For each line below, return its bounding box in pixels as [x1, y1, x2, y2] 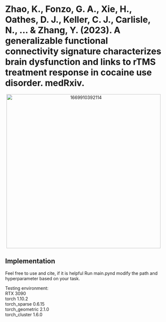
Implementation [5, 257, 56, 265]
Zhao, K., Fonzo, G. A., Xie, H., [5, 3, 132, 15]
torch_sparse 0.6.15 [5, 301, 45, 307]
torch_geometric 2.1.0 [5, 306, 49, 312]
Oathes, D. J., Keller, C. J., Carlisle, [5, 14, 151, 25]
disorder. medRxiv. [5, 78, 85, 89]
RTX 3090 [5, 290, 26, 296]
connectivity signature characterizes [5, 46, 162, 57]
